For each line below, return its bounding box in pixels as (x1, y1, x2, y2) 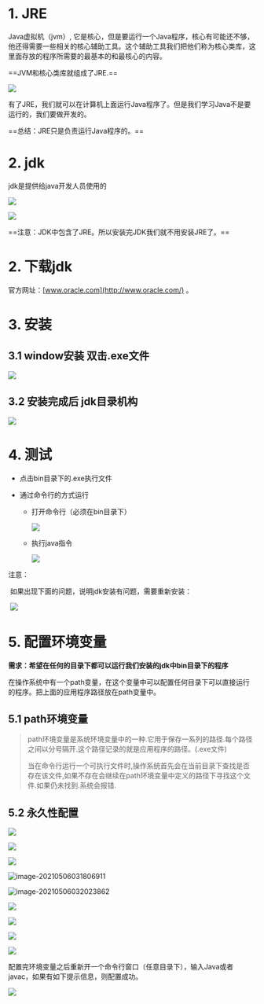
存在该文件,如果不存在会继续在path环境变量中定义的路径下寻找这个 (27, 771, 244, 781)
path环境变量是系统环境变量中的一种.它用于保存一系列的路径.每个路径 (27, 734, 253, 744)
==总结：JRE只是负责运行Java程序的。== (8, 126, 144, 135)
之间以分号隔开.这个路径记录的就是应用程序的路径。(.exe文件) (27, 745, 228, 754)
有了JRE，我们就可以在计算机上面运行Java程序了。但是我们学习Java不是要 (8, 99, 251, 108)
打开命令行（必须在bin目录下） (31, 506, 131, 516)
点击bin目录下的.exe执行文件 (19, 473, 112, 483)
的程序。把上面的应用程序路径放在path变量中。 (8, 687, 161, 697)
